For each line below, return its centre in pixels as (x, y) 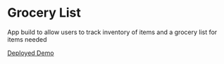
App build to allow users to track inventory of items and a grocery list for (112, 32)
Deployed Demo (31, 53)
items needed (27, 39)
